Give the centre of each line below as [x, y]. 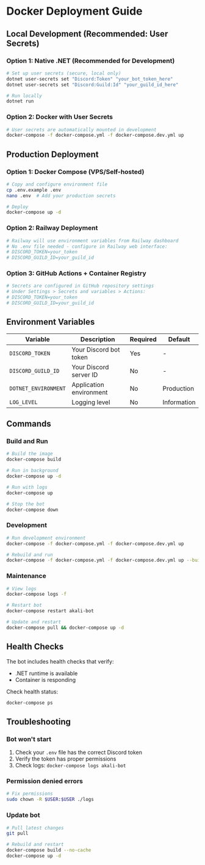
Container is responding [45, 679]
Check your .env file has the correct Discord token [78, 753]
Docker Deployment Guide [74, 11]
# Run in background [33, 471]
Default [179, 339]
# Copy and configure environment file [57, 184]
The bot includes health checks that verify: [60, 661]
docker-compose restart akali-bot [50, 611]
